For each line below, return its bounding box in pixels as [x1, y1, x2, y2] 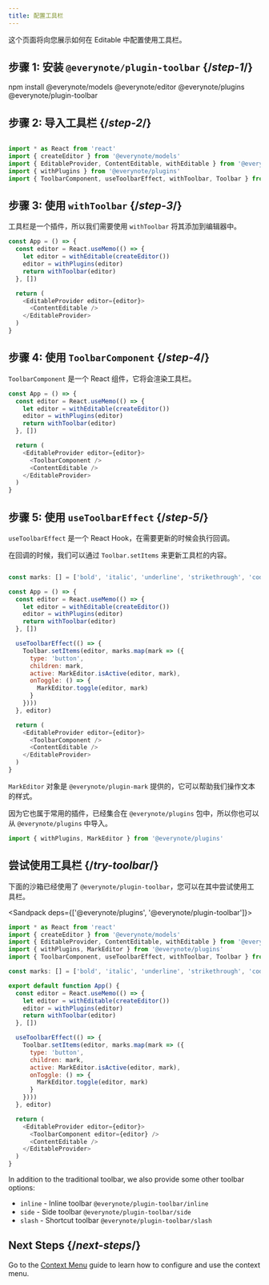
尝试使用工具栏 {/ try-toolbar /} [8, 859, 159, 873]
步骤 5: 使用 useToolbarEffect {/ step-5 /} [8, 510, 209, 524]
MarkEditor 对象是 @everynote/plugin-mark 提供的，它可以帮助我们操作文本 [8, 781, 255, 791]
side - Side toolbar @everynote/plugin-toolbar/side [19, 1207, 191, 1216]
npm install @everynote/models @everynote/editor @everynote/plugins [8, 82, 246, 92]
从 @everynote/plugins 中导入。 [8, 818, 112, 828]
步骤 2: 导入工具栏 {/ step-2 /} [8, 116, 152, 129]
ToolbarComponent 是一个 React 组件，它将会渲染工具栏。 [8, 374, 196, 383]
